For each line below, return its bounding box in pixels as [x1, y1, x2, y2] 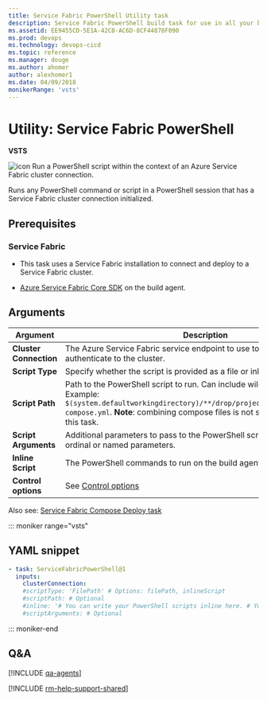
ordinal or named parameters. [64, 439, 176, 450]
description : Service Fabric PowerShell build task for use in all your [8, 19, 254, 27]
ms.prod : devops [8, 33, 62, 42]
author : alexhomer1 [8, 71, 73, 79]
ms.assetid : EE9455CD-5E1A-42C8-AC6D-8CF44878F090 [8, 26, 180, 34]
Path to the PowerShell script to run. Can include [64, 379, 246, 390]
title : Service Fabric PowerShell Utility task [8, 11, 169, 20]
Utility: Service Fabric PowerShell [8, 120, 234, 138]
